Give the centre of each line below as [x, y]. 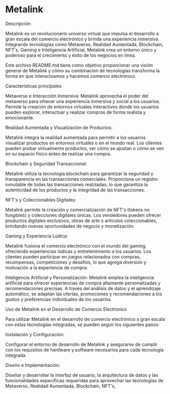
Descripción [18, 24]
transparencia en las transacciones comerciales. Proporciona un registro [82, 179]
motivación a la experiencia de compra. [47, 268]
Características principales [33, 86]
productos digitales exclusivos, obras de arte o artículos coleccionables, [81, 221]
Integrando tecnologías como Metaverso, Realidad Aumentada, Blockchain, [84, 44]
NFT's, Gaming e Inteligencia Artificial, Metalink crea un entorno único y [81, 50]
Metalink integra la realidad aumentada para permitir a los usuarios [76, 137]
